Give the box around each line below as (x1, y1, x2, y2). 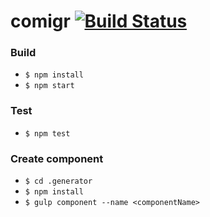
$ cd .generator (24, 176, 93, 187)
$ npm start (24, 81, 75, 91)
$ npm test (24, 128, 71, 139)
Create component (10, 151, 104, 165)
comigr (10, 10, 71, 33)
